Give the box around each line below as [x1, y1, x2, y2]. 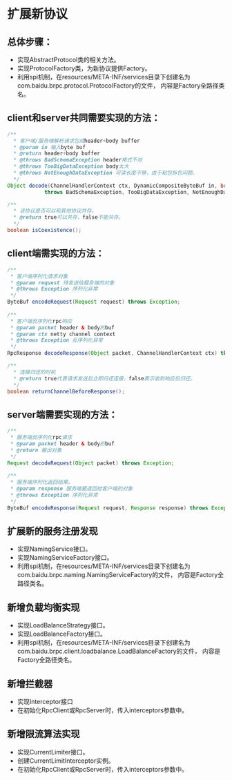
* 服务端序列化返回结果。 [10, 479, 74, 486]
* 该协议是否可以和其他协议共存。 [13, 208, 97, 215]
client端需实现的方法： [7, 248, 105, 260]
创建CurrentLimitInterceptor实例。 [17, 757, 115, 765]
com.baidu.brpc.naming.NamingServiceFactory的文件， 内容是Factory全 [17, 571, 224, 579]
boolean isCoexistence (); [7, 227, 81, 234]
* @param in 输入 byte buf [13, 144, 86, 150]
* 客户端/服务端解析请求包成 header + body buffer [13, 137, 140, 144]
